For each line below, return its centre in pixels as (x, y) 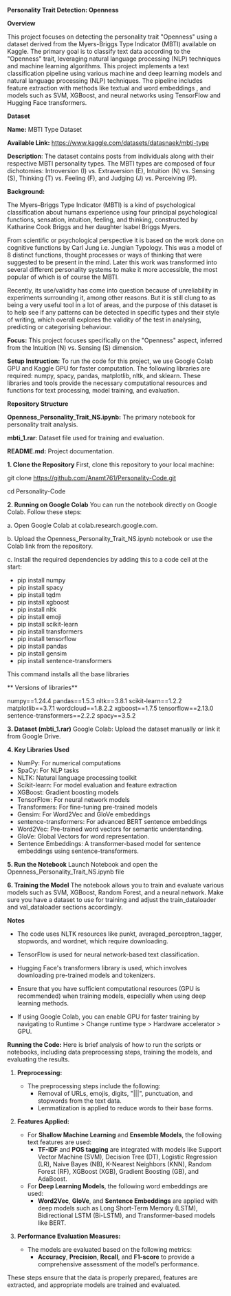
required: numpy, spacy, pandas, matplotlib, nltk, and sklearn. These (104, 376)
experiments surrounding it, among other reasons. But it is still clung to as (112, 297)
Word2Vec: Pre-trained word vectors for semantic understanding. (110, 829)
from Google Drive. (34, 736)
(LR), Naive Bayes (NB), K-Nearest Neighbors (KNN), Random (124, 1164)
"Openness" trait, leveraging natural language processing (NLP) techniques (114, 59)
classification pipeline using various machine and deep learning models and (114, 73)
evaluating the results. (38, 1059)
